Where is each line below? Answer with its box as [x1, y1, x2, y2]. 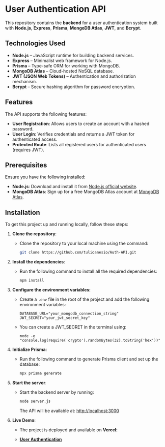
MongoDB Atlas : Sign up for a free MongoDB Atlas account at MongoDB [12, 189, 160, 195]
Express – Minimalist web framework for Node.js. [12, 58, 112, 64]
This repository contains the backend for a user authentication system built [5, 20, 158, 26]
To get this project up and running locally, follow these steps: [5, 222, 129, 227]
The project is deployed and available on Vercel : [19, 427, 118, 433]
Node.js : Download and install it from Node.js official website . [12, 184, 137, 190]
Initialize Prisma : [12, 346, 47, 352]
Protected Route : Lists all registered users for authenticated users [12, 141, 146, 147]
